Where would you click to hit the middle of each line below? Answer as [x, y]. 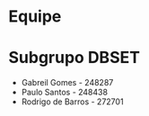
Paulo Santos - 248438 [65, 93]
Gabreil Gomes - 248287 [67, 83]
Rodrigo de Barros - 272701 [72, 102]
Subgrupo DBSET [74, 58]
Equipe [35, 17]
